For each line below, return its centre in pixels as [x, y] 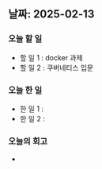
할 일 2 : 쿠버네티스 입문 [56, 67]
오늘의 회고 [28, 141]
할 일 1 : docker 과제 [51, 57]
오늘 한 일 [25, 90]
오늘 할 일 [25, 39]
